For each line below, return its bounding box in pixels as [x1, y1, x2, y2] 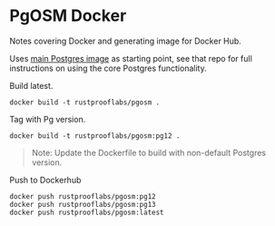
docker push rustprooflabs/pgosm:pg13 [9, 200, 156, 209]
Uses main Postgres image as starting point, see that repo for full [9, 53, 252, 64]
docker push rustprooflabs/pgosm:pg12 [9, 192, 156, 201]
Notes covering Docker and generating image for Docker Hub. [9, 35, 242, 46]
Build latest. [9, 80, 54, 91]
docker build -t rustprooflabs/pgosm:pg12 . [9, 131, 181, 141]
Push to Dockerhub [9, 174, 82, 185]
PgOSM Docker [9, 5, 127, 26]
